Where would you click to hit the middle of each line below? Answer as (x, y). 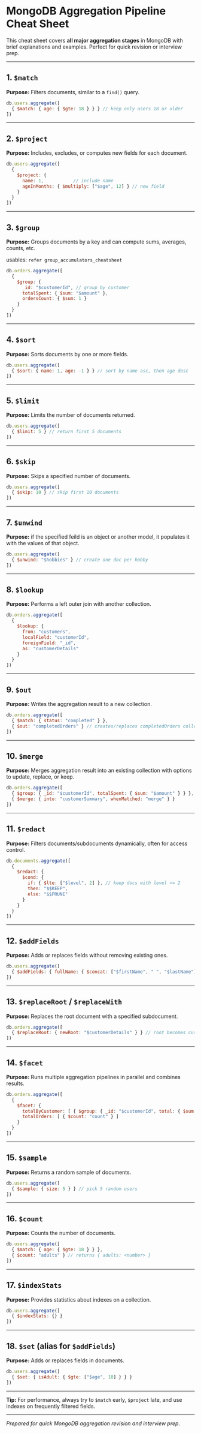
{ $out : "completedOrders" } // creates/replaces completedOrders (96, 726)
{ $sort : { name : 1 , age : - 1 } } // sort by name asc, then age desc (100, 371)
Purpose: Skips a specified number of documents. (68, 476)
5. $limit (23, 400)
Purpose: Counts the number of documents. (61, 1233)
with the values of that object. (43, 543)
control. (16, 849)
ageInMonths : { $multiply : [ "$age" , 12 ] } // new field (93, 186)
